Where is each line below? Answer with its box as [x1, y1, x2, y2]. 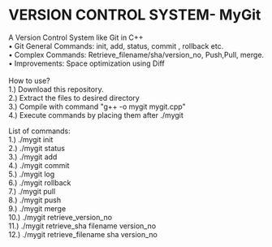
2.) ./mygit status [8, 143, 65, 153]
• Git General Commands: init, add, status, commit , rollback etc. [8, 41, 224, 50]
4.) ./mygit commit [8, 160, 70, 170]
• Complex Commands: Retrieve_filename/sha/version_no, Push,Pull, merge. [8, 50, 265, 59]
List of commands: [8, 126, 71, 136]
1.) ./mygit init [8, 134, 54, 144]
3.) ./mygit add [8, 152, 58, 162]
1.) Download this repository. [8, 84, 104, 94]
